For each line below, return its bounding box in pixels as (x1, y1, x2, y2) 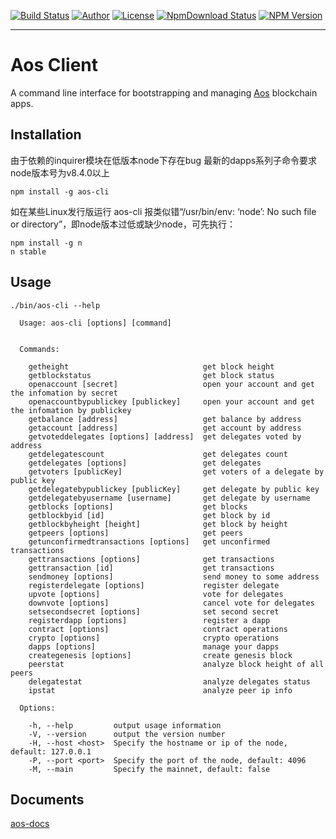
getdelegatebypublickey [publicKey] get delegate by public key (28, 484, 320, 494)
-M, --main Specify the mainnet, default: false (28, 764, 271, 774)
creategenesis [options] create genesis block (28, 650, 293, 660)
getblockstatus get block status (28, 370, 275, 380)
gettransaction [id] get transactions (28, 563, 275, 573)
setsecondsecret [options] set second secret (28, 606, 280, 617)
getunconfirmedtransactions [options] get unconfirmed (28, 536, 271, 547)
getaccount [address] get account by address (28, 423, 302, 433)
